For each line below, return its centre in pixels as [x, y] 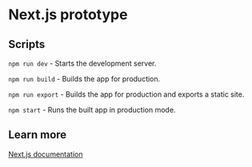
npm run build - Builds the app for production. [84, 79]
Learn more [38, 135]
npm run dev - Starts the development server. [82, 63]
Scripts [27, 44]
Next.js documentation [46, 154]
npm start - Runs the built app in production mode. [92, 110]
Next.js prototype [68, 15]
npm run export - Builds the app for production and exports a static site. [126, 94]
